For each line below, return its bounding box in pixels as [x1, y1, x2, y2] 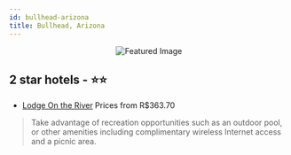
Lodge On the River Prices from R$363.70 [21, 100, 176, 111]
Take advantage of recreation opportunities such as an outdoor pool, [30, 117, 283, 128]
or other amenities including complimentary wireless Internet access [30, 127, 282, 137]
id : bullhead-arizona [9, 12, 90, 22]
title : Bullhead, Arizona [9, 21, 105, 30]
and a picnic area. [30, 136, 97, 147]
